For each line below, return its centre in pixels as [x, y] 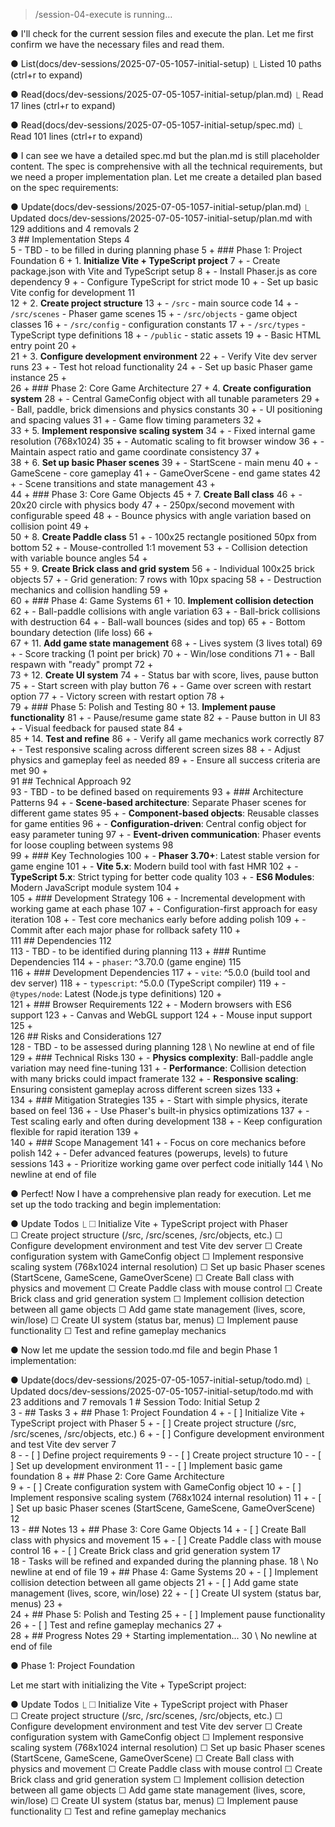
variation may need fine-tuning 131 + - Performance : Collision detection [158, 1068]
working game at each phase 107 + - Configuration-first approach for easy [164, 908]
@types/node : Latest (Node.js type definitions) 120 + [116, 993]
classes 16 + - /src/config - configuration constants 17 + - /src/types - [158, 324]
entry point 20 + [44, 345]
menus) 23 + [36, 1603]
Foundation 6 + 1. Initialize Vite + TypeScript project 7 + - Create [145, 260]
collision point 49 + [50, 526]
